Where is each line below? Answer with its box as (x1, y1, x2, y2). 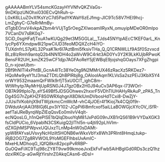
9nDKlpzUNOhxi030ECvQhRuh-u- (5, 9, 75, 15)
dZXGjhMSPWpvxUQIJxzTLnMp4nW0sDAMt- (5, 125, 98, 130)
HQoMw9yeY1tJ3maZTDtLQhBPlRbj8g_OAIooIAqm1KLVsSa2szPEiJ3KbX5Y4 (5, 73, 160, 78)
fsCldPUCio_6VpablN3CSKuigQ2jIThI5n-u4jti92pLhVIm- (5, 120, 119, 125)
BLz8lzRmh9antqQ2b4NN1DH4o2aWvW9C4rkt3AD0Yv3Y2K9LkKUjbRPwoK (5, 51, 161, 57)
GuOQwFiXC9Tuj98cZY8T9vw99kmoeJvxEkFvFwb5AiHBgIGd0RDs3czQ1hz (5, 146, 160, 152)
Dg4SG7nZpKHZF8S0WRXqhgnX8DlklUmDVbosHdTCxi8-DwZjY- (5, 93, 138, 99)
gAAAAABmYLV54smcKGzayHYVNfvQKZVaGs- (5, 4, 102, 10)
